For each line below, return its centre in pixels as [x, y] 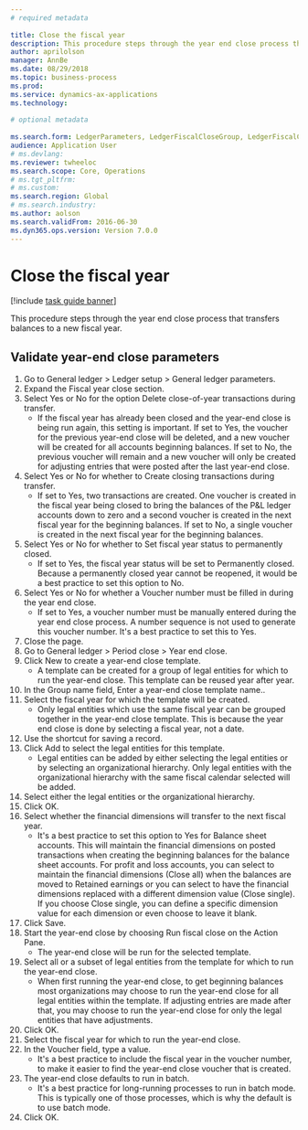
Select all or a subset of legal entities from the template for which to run [159, 962]
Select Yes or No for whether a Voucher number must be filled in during [158, 593]
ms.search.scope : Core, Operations [78, 171]
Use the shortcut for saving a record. [93, 739]
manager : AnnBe [39, 60]
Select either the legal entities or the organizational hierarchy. [139, 797]
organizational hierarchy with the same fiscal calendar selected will [164, 777]
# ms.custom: [35, 188]
